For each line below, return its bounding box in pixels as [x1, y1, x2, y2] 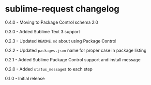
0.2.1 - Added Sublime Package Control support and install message [5, 57, 141, 62]
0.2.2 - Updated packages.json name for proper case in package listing [5, 47, 147, 53]
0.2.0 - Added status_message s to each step [5, 66, 93, 72]
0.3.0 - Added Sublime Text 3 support [5, 28, 80, 34]
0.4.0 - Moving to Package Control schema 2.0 [5, 19, 98, 25]
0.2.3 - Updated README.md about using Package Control [5, 38, 117, 44]
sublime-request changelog [5, 3, 120, 14]
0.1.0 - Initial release [5, 75, 45, 81]
